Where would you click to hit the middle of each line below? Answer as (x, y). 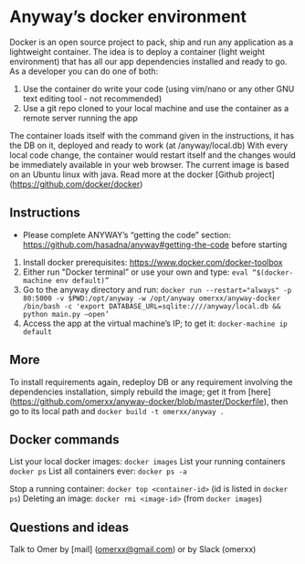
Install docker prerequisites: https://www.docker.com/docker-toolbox (152, 262)
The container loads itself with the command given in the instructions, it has (152, 135)
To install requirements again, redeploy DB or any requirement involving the (151, 381)
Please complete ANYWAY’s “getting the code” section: (126, 235)
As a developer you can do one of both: (84, 71)
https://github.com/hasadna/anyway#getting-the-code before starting (155, 245)
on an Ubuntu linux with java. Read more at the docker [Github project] (142, 174)
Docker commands (64, 439)
